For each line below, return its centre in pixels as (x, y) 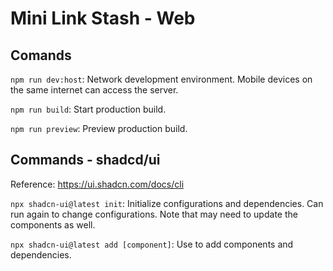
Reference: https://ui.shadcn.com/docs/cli (97, 184)
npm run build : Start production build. (88, 109)
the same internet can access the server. (94, 90)
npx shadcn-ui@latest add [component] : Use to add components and (152, 244)
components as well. (53, 224)
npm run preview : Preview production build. (99, 128)
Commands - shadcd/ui (85, 160)
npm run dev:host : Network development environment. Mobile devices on (161, 79)
